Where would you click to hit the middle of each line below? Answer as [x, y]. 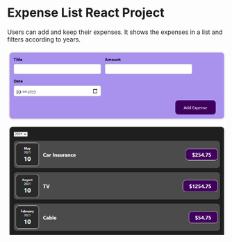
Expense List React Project [86, 13]
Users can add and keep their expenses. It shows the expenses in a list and [115, 32]
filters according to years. [44, 39]
